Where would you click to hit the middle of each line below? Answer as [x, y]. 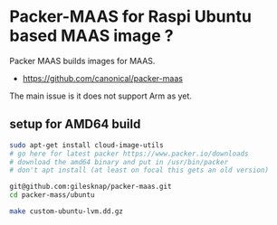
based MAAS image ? [91, 36]
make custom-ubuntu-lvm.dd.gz [67, 211]
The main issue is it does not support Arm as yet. [101, 96]
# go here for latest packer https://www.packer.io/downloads [129, 154]
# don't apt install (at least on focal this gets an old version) [139, 170]
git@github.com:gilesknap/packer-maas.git [91, 187]
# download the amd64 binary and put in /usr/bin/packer [119, 162]
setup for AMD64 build [75, 124]
